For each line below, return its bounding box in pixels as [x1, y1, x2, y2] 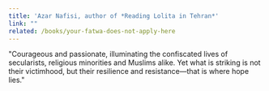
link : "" [8, 19, 38, 28]
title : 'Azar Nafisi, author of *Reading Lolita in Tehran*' [8, 11, 220, 20]
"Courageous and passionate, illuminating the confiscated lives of [8, 50, 228, 59]
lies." [8, 75, 25, 85]
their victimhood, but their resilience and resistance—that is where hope [8, 67, 250, 76]
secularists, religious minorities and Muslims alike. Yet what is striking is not [8, 58, 261, 67]
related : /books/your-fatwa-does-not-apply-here [8, 27, 176, 35]
